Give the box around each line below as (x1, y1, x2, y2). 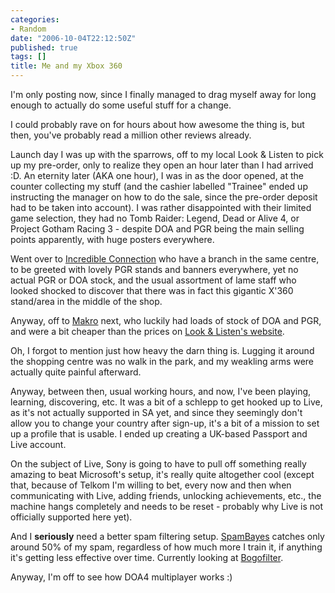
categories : (10, 14, 60, 25)
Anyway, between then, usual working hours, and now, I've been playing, (10, 386, 312, 397)
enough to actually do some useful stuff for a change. (10, 99, 232, 111)
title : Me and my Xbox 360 (10, 61, 123, 71)
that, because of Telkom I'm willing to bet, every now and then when (10, 479, 292, 491)
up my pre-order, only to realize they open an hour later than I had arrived (10, 159, 314, 171)
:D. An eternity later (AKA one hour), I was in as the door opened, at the (10, 170, 304, 181)
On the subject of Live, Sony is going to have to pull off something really (10, 458, 307, 470)
